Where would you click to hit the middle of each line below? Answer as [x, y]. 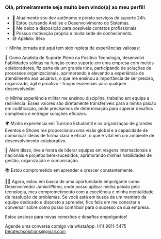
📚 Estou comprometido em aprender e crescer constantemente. [70, 170]
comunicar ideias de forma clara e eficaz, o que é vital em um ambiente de [80, 136]
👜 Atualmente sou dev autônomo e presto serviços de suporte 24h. [79, 18]
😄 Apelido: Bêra [28, 38]
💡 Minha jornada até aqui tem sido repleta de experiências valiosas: [72, 48]
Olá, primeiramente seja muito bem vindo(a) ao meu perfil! [75, 7]
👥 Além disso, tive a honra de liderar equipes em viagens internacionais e [78, 150]
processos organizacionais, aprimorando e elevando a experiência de [75, 73]
